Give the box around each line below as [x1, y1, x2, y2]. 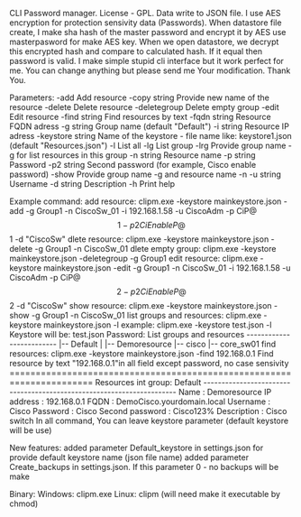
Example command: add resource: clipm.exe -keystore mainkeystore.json [9, 196, 282, 207]
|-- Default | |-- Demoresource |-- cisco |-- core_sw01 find [58, 338, 277, 349]
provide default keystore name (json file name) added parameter [9, 452, 250, 463]
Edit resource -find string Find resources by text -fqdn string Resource [9, 112, 272, 122]
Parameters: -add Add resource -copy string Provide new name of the [9, 92, 270, 103]
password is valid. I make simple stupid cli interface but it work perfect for [9, 56, 284, 66]
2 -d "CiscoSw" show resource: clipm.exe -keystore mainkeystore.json [9, 300, 272, 310]
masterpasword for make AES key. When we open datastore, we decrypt [9, 36, 279, 47]
